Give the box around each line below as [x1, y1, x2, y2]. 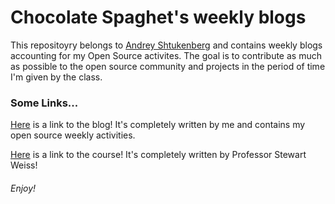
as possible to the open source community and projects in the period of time [10, 60, 326, 72]
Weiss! [10, 159, 38, 171]
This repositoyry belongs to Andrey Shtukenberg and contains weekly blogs [10, 39, 323, 51]
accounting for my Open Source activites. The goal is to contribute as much [10, 49, 322, 61]
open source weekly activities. [10, 129, 136, 141]
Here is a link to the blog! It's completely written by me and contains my [10, 119, 306, 131]
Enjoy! [10, 182, 37, 194]
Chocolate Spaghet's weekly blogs [10, 6, 307, 29]
